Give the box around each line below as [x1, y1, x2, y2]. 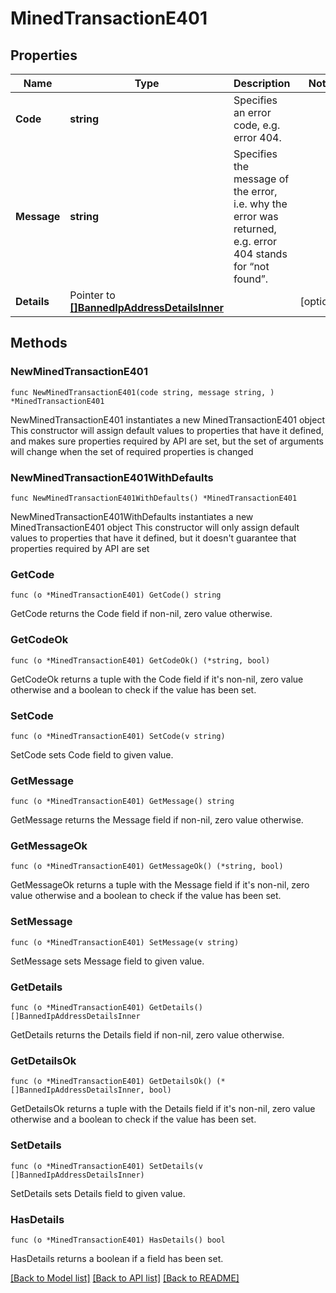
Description [233, 77, 291, 90]
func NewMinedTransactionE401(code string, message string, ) [10, 387, 275, 397]
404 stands [233, 247, 288, 261]
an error [233, 106, 272, 119]
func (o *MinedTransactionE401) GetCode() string [10, 590, 222, 601]
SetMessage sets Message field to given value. [10, 955, 205, 967]
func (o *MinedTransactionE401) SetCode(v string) [10, 731, 226, 741]
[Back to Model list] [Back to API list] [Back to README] [10, 1272, 240, 1284]
